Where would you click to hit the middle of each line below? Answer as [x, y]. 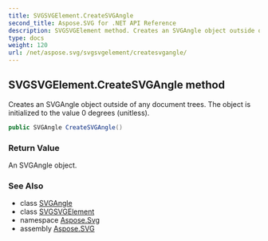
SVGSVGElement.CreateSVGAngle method [117, 85]
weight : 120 [28, 45]
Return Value [34, 148]
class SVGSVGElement [57, 211]
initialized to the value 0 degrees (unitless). [79, 113]
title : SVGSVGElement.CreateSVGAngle [71, 16]
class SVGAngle [46, 203]
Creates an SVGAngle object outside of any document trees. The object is [130, 104]
